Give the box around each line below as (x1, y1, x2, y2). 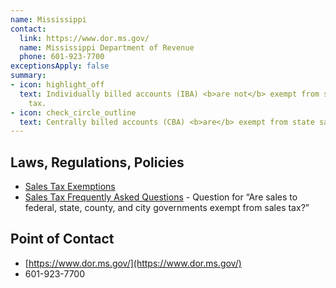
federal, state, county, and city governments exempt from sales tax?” (24, 202, 310, 214)
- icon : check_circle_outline (10, 107, 137, 118)
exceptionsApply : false (10, 61, 110, 71)
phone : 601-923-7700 (19, 52, 105, 62)
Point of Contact (10, 231, 115, 248)
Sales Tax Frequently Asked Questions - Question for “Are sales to (24, 191, 298, 203)
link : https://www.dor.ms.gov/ (19, 33, 150, 43)
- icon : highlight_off (10, 80, 105, 90)
